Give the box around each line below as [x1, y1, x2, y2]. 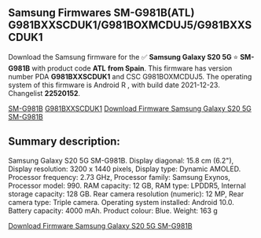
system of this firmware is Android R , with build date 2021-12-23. [8, 80, 220, 90]
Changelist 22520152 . [8, 88, 81, 97]
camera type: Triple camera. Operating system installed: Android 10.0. [8, 197, 234, 207]
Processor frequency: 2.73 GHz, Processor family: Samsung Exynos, [8, 172, 230, 181]
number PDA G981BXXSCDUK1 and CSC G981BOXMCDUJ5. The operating [8, 71, 252, 81]
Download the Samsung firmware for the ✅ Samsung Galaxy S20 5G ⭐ [8, 52, 238, 61]
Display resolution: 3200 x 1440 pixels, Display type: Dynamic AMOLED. [8, 164, 241, 174]
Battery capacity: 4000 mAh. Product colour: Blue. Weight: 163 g [8, 206, 218, 215]
